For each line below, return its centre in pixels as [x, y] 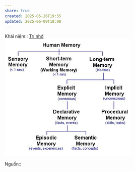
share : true [17, 11]
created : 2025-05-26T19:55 [33, 16]
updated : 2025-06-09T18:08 [33, 21]
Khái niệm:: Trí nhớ [24, 36]
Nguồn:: [13, 164]
